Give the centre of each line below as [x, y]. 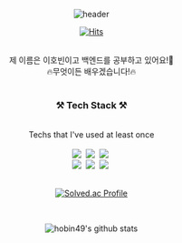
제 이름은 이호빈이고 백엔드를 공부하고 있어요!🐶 [91, 60]
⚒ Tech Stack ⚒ [91, 105]
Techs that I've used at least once [91, 135]
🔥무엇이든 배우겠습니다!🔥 [91, 71]
